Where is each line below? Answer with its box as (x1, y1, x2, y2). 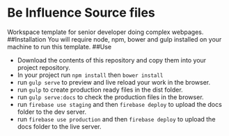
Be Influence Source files (7, 5, 155, 21)
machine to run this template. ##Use (7, 42, 112, 51)
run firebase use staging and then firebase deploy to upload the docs (17, 100, 223, 108)
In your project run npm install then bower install (17, 71, 164, 79)
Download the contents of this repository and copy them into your (17, 56, 207, 64)
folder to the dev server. (17, 108, 87, 116)
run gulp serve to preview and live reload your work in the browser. (17, 78, 211, 86)
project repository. (17, 63, 71, 71)
